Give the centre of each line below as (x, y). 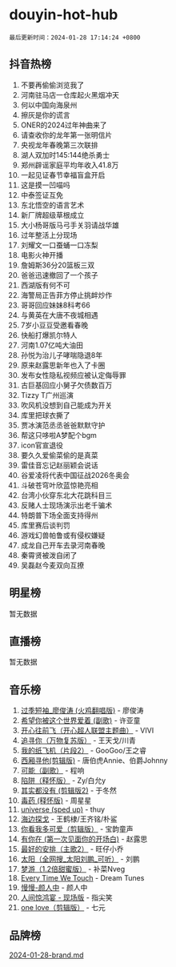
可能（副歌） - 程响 (52, 771)
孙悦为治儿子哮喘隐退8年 (62, 355)
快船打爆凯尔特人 (49, 335)
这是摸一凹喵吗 (45, 185)
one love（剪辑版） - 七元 (63, 908)
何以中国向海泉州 (49, 105)
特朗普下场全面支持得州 (59, 515)
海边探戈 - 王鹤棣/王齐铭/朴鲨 (69, 819)
